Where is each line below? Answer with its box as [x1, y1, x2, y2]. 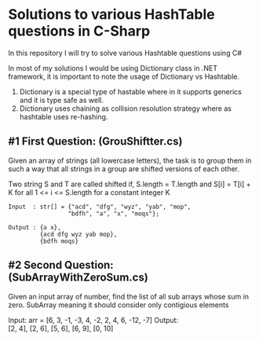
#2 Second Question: [8, 258, 114, 272]
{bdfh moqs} [39, 237, 79, 245]
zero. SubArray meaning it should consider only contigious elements [8, 300, 229, 310]
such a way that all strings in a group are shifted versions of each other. [8, 163, 239, 174]
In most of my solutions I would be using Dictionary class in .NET [8, 63, 218, 72]
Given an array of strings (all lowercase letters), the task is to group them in [8, 156, 252, 165]
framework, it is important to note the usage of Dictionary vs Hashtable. [8, 71, 240, 81]
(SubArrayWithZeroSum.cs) [8, 271, 149, 284]
